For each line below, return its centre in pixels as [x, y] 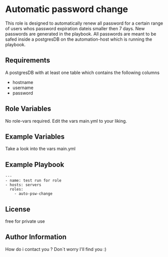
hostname [23, 82]
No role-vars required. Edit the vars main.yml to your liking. [66, 121]
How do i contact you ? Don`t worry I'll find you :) [56, 249]
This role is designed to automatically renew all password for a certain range [84, 23]
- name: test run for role [33, 181]
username [23, 88]
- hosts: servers [23, 185]
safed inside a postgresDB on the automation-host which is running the [79, 39]
